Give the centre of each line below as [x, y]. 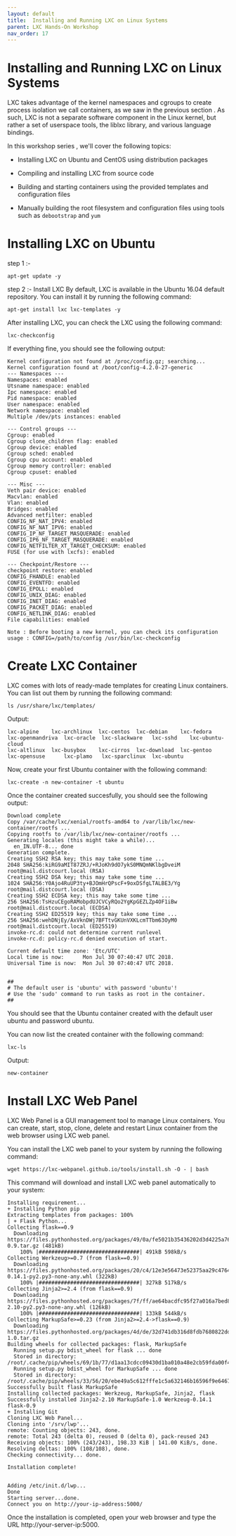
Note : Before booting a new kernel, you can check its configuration [113, 632]
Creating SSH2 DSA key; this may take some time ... [86, 877]
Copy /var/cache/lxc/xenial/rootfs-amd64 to [73, 822]
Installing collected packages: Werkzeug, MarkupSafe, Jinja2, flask [111, 1393]
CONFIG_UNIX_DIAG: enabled [47, 595]
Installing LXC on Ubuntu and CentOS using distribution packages [113, 160]
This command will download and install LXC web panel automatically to [112, 1182]
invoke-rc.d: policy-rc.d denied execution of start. [88, 939]
